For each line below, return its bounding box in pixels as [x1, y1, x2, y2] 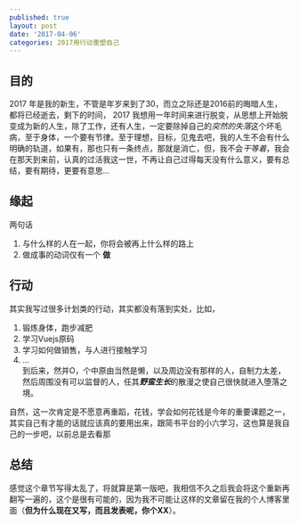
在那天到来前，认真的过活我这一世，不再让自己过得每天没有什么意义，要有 [9, 154, 282, 165]
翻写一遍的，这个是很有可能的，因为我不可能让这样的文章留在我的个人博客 [9, 494, 282, 504]
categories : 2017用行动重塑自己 [9, 37, 120, 47]
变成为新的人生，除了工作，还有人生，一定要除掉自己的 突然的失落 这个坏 [9, 121, 274, 132]
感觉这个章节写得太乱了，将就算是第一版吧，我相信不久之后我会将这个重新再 [9, 482, 290, 493]
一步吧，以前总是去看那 [24, 429, 111, 439]
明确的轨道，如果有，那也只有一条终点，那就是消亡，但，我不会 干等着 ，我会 [9, 143, 290, 154]
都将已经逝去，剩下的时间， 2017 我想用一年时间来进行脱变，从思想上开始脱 [9, 110, 288, 120]
